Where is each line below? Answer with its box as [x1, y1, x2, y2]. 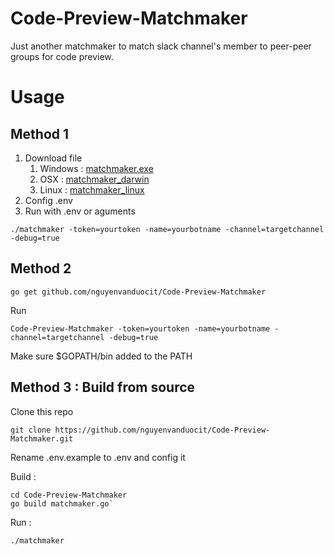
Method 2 [10, 260, 72, 277]
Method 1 [10, 125, 70, 142]
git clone [10, 425, 52, 435]
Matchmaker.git [10, 433, 74, 444]
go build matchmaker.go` [10, 498, 114, 509]
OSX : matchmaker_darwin [39, 173, 150, 185]
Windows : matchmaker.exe [39, 162, 154, 174]
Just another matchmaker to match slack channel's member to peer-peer [10, 40, 312, 52]
